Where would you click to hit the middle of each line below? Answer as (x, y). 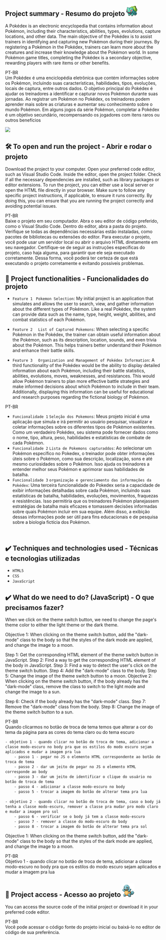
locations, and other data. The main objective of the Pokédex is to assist (79, 36)
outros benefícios (23, 120)
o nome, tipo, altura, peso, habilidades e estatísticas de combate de (82, 438)
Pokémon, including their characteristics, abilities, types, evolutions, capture (83, 31)
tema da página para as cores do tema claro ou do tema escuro (70, 732)
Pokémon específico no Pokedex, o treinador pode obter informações (83, 454)
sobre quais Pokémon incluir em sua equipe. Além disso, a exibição (81, 512)
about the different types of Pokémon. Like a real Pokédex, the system (84, 309)
